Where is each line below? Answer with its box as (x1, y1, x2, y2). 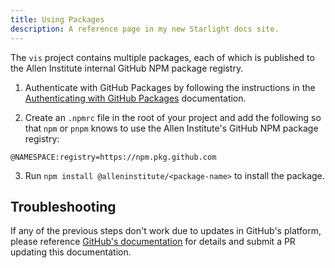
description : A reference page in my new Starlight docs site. (10, 24, 280, 34)
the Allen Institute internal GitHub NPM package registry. (10, 62, 244, 74)
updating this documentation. (10, 246, 132, 258)
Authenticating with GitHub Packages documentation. (24, 92, 247, 104)
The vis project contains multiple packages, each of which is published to (10, 51, 315, 63)
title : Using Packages (10, 14, 105, 25)
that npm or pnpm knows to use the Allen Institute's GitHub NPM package (24, 122, 319, 134)
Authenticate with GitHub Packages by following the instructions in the (24, 81, 316, 93)
